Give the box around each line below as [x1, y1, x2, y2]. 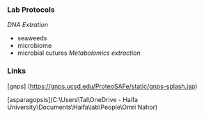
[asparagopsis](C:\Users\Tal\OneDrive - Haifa [7, 95, 138, 103]
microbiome [17, 42, 52, 50]
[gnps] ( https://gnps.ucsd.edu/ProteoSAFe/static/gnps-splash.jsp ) [7, 82, 198, 90]
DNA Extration [7, 21, 49, 29]
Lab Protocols [7, 5, 55, 15]
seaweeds [17, 34, 47, 42]
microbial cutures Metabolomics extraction [17, 49, 141, 57]
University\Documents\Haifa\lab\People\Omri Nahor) [7, 103, 158, 111]
